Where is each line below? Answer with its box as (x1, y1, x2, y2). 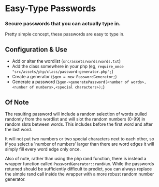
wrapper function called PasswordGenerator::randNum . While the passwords (5, 161, 154, 167)
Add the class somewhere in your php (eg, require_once (12, 64, 124, 69)
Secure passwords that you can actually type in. (5, 20, 121, 27)
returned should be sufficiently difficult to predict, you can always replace (5, 166, 152, 172)
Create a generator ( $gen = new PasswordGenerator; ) (12, 74, 117, 80)
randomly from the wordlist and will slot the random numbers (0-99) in (5, 116, 145, 122)
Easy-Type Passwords (5, 3, 96, 14)
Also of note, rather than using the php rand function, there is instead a (5, 156, 146, 162)
